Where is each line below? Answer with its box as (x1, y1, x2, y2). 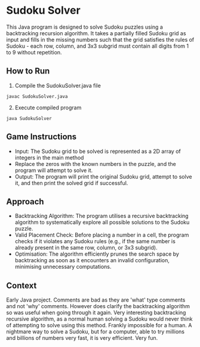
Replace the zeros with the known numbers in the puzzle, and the (14, 160, 176, 167)
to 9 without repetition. (6, 48, 62, 56)
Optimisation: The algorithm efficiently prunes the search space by (14, 250, 179, 257)
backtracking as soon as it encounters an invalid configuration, (14, 257, 170, 264)
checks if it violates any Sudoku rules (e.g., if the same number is (14, 238, 176, 245)
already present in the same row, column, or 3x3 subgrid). (14, 244, 158, 251)
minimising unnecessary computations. (14, 263, 112, 271)
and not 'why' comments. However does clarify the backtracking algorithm (6, 303, 190, 310)
